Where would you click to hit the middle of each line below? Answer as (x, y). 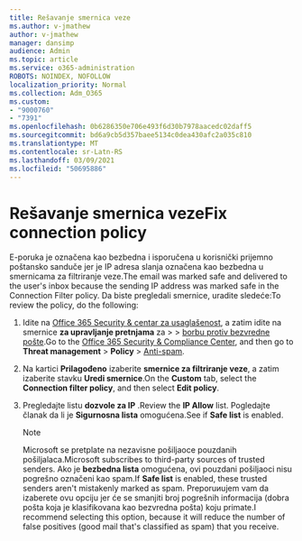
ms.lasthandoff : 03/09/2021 (62, 160)
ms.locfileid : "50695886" (58, 169)
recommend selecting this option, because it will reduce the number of (154, 517)
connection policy (78, 232)
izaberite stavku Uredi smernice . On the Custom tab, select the (139, 379)
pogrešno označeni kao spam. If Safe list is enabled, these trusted (145, 479)
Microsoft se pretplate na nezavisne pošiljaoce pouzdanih (129, 450)
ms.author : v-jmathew (50, 26)
